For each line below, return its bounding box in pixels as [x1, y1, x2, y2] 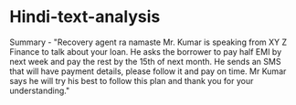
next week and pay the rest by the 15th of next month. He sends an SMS [9, 56, 281, 67]
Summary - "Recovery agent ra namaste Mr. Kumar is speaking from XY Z [9, 37, 288, 47]
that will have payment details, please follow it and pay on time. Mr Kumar [9, 66, 287, 77]
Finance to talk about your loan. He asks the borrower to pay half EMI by [9, 46, 282, 57]
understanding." [9, 85, 70, 96]
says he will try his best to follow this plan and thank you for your [9, 75, 254, 86]
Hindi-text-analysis [9, 6, 161, 27]
